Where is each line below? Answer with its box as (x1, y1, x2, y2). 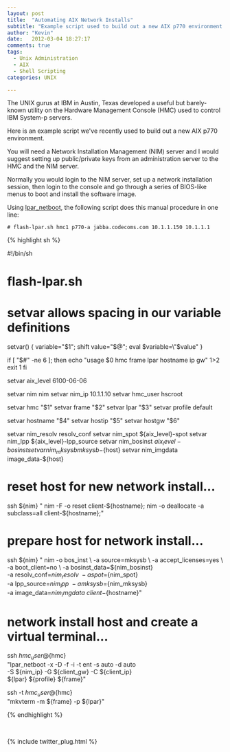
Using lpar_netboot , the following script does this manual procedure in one (7, 204, 218, 212)
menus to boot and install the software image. (7, 190, 137, 198)
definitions (7, 319, 71, 335)
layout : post (7, 10, 45, 17)
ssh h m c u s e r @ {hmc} (7, 652, 67, 661)
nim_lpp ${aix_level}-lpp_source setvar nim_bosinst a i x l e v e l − (7, 437, 181, 447)
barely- (186, 99, 207, 107)
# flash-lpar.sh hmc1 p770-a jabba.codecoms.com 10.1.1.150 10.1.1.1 (7, 224, 211, 231)
